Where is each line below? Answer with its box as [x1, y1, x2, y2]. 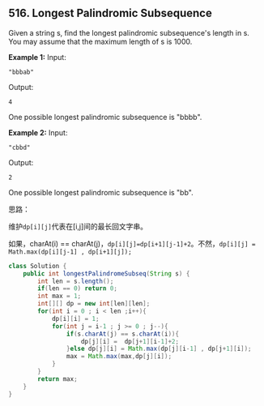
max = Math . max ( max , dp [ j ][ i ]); [66, 353, 172, 361]
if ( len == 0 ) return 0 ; [37, 284, 117, 293]
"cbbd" [8, 143, 31, 152]
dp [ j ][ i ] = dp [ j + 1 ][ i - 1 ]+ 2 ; [80, 337, 180, 345]
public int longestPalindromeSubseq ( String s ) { [23, 269, 190, 278]
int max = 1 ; [37, 292, 82, 301]
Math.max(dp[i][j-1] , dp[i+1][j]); [8, 247, 132, 256]
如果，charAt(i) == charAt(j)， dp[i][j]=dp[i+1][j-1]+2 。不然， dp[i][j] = [8, 238, 256, 248]
